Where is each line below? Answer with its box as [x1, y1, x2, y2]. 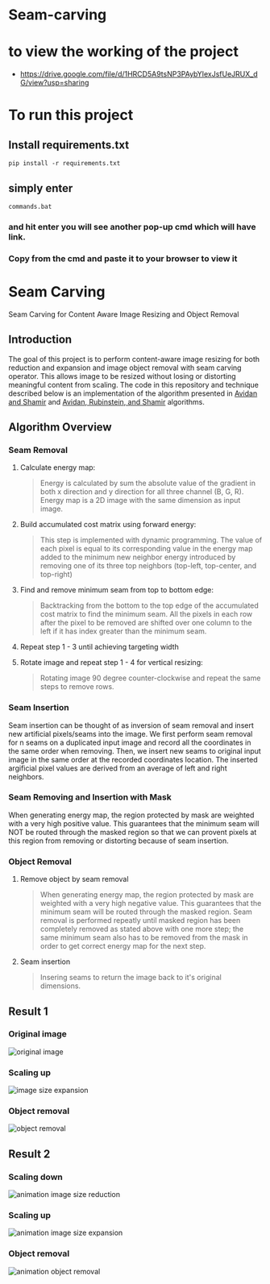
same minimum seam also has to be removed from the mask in [39, 933, 248, 942]
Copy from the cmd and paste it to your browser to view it [8, 252, 238, 264]
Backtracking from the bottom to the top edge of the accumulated [39, 600, 260, 610]
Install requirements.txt [8, 138, 130, 152]
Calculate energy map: [19, 463, 96, 472]
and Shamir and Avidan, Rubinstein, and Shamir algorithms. [8, 397, 206, 406]
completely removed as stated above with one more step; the [39, 925, 244, 934]
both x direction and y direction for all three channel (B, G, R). [39, 487, 244, 497]
